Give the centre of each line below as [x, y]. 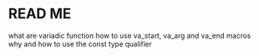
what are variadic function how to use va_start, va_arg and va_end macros [130, 35]
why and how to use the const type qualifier [80, 43]
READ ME [40, 14]
